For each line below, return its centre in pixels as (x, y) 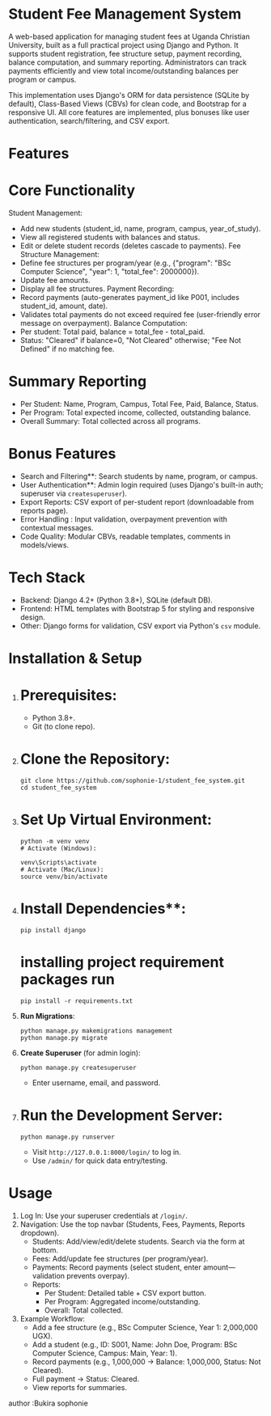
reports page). (44, 510)
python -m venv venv (55, 841)
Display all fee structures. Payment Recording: (97, 289)
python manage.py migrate (64, 1038)
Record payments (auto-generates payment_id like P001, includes (130, 298)
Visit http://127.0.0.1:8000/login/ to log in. (107, 1152)
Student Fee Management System (125, 14)
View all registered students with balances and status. (110, 237)
